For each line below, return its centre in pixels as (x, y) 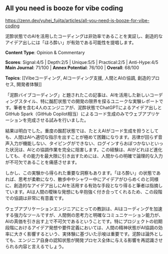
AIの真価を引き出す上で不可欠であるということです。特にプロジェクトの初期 (84, 221)
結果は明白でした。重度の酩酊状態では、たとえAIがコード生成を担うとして (82, 131)
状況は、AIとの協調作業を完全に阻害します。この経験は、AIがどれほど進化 (86, 149)
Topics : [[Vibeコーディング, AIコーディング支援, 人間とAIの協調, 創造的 (78, 78)
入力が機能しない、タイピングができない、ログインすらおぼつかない (80, 143)
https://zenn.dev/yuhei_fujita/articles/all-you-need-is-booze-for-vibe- (77, 20)
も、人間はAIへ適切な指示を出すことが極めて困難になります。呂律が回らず (82, 137)
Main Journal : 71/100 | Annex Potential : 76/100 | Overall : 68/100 (72, 67)
